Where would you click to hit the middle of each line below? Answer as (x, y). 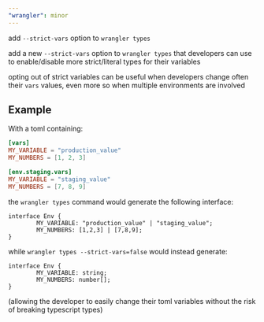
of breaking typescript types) (56, 309)
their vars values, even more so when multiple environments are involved (127, 85)
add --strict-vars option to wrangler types (80, 38)
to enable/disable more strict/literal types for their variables (104, 61)
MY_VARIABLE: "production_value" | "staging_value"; (125, 223)
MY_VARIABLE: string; (72, 272)
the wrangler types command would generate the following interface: (121, 202)
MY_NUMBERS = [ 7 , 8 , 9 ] (47, 187)
